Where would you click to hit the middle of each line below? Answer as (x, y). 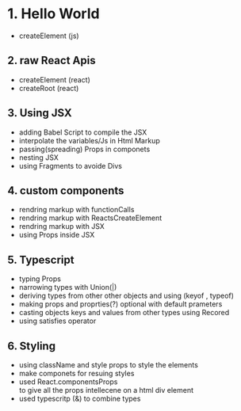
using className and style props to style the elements (109, 365)
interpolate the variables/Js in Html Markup (89, 140)
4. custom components (66, 190)
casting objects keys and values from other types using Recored (124, 313)
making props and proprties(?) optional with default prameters (120, 304)
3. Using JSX (40, 113)
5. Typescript (41, 259)
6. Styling (32, 346)
